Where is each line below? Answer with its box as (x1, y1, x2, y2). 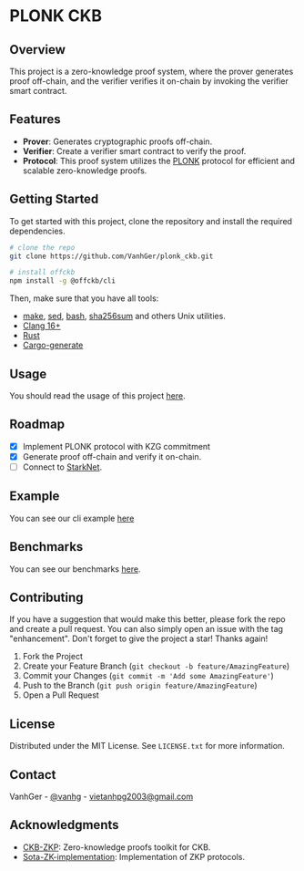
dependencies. (9, 225, 66, 236)
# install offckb (9, 268, 76, 277)
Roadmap (9, 417, 66, 432)
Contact (9, 767, 56, 783)
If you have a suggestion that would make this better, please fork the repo (9, 614, 286, 625)
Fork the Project (22, 651, 84, 662)
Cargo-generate (22, 339, 84, 351)
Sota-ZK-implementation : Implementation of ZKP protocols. (22, 851, 246, 862)
